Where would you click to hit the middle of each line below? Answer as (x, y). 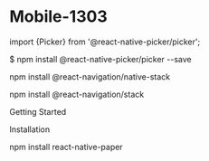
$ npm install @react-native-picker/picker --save (100, 59)
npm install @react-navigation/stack (77, 94)
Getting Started (38, 111)
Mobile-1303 (58, 17)
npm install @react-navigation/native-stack (90, 76)
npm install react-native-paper (66, 147)
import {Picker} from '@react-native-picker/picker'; (105, 42)
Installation (30, 129)
